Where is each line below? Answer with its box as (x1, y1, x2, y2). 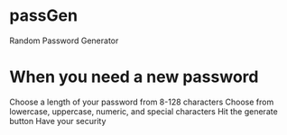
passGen (9, 5, 79, 26)
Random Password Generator (9, 35, 119, 46)
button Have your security (9, 115, 106, 126)
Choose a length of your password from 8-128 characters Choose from (9, 96, 274, 107)
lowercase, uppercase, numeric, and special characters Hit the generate (9, 105, 278, 117)
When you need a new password (9, 67, 259, 87)
